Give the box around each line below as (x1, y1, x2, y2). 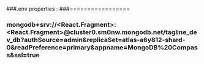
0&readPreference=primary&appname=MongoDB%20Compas (6, 43, 198, 51)
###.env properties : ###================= (6, 5, 130, 12)
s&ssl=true (6, 51, 40, 59)
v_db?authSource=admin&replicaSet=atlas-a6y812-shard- (6, 35, 186, 44)
